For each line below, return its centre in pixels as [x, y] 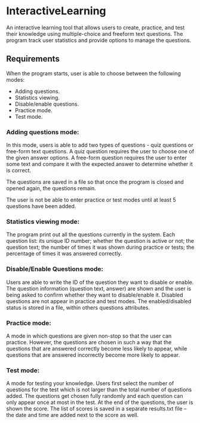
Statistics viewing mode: [43, 221]
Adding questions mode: [43, 132]
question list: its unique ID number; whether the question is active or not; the [100, 241]
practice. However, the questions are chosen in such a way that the [89, 342]
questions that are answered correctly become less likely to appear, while [97, 348]
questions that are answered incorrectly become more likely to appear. [93, 355]
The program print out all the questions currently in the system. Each [91, 234]
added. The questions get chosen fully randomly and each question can [95, 396]
